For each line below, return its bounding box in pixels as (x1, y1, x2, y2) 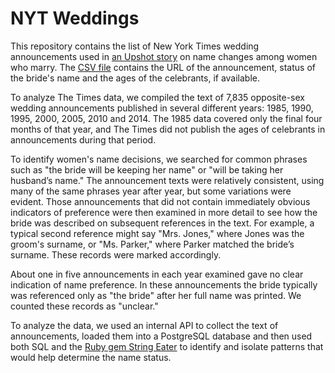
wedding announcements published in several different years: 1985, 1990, (10, 102, 314, 114)
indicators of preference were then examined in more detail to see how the (10, 206, 318, 218)
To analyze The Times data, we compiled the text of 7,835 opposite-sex (10, 91, 305, 103)
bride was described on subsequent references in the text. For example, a (10, 217, 315, 229)
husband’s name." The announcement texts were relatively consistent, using (10, 174, 325, 186)
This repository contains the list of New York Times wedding (10, 40, 260, 52)
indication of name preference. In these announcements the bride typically (10, 278, 318, 291)
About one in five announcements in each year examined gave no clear (10, 268, 304, 280)
